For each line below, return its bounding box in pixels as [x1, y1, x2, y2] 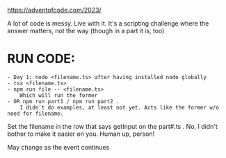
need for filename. [7, 110, 64, 117]
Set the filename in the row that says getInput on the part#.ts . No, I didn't [7, 122, 218, 130]
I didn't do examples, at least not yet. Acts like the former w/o [19, 104, 219, 111]
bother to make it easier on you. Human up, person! [7, 130, 155, 138]
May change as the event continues [7, 143, 110, 151]
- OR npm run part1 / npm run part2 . [7, 98, 120, 105]
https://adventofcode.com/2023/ [7, 6, 102, 14]
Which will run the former [19, 91, 98, 99]
